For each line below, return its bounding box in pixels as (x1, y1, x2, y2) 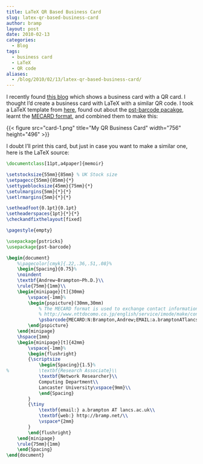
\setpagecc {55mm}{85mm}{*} (6, 177, 74, 183)
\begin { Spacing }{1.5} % (38, 362, 96, 368)
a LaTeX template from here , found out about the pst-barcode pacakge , (6, 106, 184, 113)
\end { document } (6, 452, 45, 459)
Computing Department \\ (38, 378, 98, 385)
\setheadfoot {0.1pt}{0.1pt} (6, 205, 77, 211)
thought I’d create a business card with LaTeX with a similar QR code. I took (6, 99, 194, 107)
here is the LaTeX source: (6, 149, 69, 156)
